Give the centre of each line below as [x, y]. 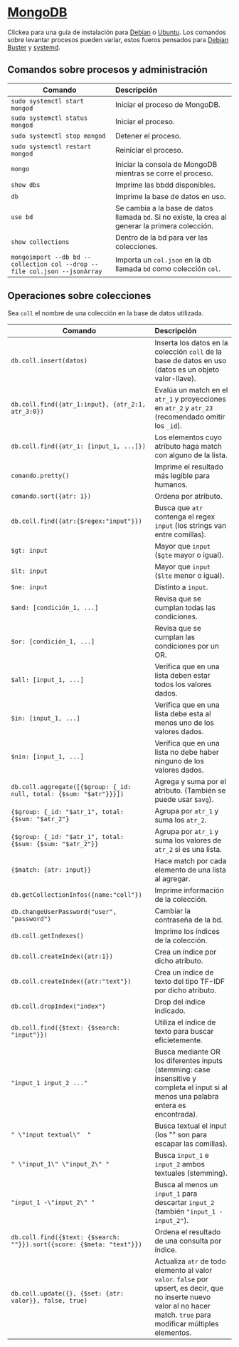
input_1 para [176, 1194]
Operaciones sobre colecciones [79, 296]
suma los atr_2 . [181, 820]
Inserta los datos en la [191, 342]
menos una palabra [187, 1096]
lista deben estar [183, 675]
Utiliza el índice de [185, 1022]
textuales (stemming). [191, 1173]
